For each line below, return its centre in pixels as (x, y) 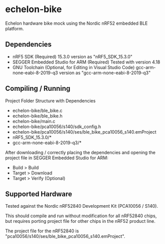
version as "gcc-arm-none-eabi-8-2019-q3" (105, 73)
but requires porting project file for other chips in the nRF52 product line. (80, 221)
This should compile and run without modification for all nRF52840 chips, (81, 216)
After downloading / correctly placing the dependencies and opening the (80, 152)
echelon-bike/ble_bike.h (37, 116)
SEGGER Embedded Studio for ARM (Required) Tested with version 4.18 (86, 62)
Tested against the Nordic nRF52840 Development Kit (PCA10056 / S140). (82, 206)
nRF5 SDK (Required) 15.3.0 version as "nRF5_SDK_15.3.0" (72, 56)
